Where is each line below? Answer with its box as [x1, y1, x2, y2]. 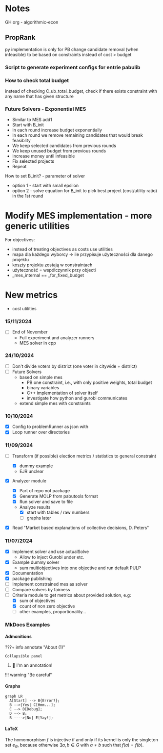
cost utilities [12, 306, 37, 312]
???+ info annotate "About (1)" [5, 644, 65, 650]
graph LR [5, 694, 23, 699]
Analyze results [19, 504, 51, 510]
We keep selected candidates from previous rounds [12, 143, 116, 149]
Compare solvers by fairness [12, 586, 70, 592]
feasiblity [12, 138, 31, 144]
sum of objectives [19, 598, 56, 603]
